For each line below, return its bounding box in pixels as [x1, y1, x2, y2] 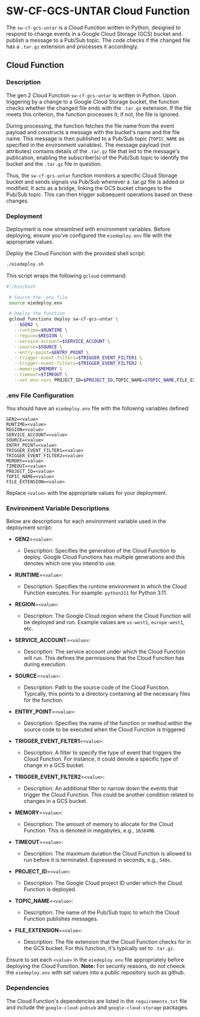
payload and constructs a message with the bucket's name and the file [6, 128, 180, 135]
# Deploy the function [8, 311, 65, 317]
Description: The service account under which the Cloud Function [23, 648, 186, 655]
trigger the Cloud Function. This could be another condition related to [23, 791, 194, 798]
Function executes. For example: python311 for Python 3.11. [23, 589, 168, 597]
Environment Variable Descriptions [6, 504, 110, 513]
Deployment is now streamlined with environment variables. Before [6, 225, 171, 232]
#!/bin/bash [6, 283, 36, 290]
